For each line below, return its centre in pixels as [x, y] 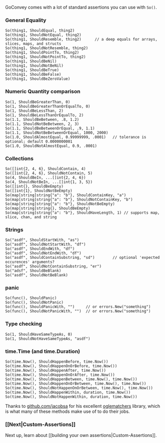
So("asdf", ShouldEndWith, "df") [40, 249]
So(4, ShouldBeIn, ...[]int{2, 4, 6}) [45, 178]
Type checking [24, 324]
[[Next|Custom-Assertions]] [40, 424]
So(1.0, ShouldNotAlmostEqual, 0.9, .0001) [51, 146]
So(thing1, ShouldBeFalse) [33, 75]
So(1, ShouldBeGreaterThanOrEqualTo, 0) [48, 106]
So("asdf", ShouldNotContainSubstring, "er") [53, 266]
